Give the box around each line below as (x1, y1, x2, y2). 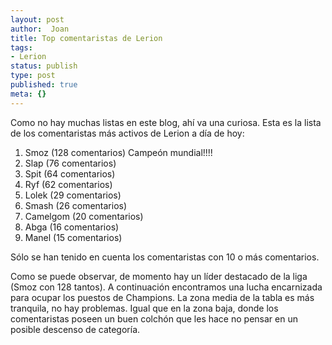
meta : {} (10, 89, 47, 99)
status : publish (10, 61, 78, 71)
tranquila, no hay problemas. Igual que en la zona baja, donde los (10, 302, 279, 314)
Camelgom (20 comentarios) (24, 210, 144, 222)
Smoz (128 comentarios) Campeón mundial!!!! (24, 146, 213, 158)
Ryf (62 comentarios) (24, 178, 113, 190)
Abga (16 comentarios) (24, 221, 120, 233)
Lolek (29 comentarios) (24, 189, 122, 201)
